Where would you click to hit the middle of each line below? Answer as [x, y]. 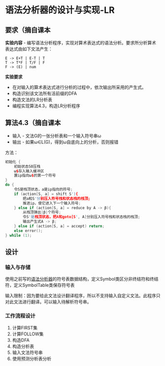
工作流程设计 [20, 316]
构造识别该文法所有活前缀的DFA [45, 93]
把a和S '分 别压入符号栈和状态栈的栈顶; [57, 198]
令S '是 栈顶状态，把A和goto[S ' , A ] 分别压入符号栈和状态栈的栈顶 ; [82, 217]
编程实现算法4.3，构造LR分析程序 [46, 106]
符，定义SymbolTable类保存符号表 [40, 285]
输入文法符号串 [27, 352]
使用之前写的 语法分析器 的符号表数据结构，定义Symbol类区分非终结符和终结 [82, 279]
